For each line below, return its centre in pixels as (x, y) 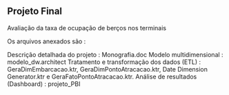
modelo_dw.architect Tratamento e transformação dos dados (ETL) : (104, 62)
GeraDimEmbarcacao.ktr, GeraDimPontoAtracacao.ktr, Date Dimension (108, 69)
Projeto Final (35, 11)
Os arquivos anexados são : (47, 41)
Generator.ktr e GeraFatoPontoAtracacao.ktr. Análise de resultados (102, 76)
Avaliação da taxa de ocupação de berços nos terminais (87, 28)
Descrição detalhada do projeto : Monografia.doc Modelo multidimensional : (115, 54)
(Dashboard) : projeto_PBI (44, 84)
